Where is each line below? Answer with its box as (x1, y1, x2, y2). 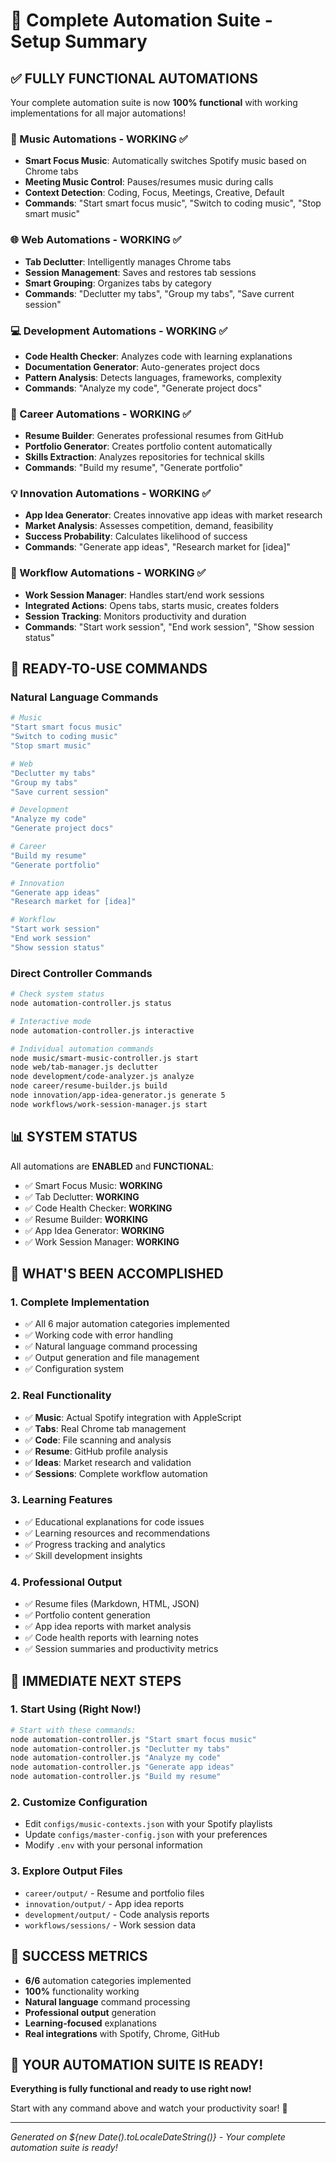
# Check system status (10, 989, 105, 999)
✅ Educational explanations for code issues (24, 1515, 205, 1528)
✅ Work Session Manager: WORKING (24, 1235, 180, 1248)
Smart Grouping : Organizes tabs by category (24, 277, 212, 289)
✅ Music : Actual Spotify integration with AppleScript (24, 1411, 242, 1423)
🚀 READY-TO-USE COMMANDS (10, 660, 208, 678)
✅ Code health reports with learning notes (24, 1632, 199, 1644)
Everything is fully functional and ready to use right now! (10, 2083, 252, 2095)
